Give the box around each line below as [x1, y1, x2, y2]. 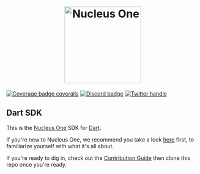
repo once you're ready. [6, 161, 67, 168]
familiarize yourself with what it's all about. [6, 142, 114, 149]
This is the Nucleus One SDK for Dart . [6, 124, 102, 131]
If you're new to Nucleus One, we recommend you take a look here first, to [6, 135, 194, 143]
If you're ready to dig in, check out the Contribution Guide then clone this [6, 154, 191, 162]
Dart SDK [6, 108, 43, 118]
